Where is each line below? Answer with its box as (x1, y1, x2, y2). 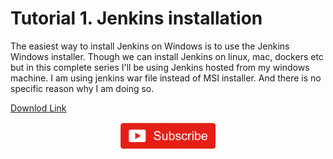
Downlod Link (10, 102, 67, 114)
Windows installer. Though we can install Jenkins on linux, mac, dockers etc (10, 50, 324, 62)
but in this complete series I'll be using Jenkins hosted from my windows (10, 61, 310, 73)
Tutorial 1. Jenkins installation (10, 7, 263, 30)
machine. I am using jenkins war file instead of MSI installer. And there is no (10, 72, 322, 84)
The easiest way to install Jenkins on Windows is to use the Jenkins (10, 40, 290, 52)
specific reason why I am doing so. (10, 82, 155, 94)
